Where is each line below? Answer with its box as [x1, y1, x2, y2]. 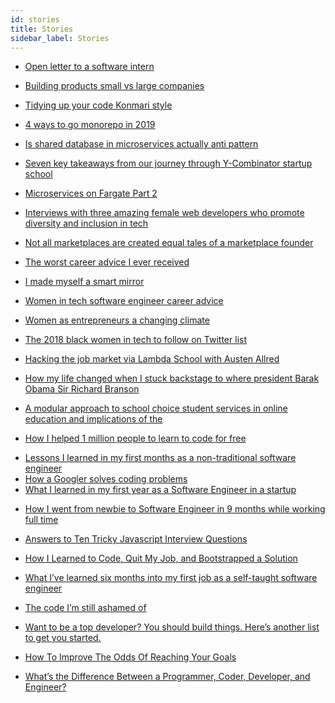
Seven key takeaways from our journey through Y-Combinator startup [24, 157, 313, 170]
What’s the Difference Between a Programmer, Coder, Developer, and [24, 671, 311, 683]
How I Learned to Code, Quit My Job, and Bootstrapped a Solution [24, 552, 298, 565]
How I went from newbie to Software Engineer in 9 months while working [24, 503, 326, 515]
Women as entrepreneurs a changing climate [24, 314, 210, 326]
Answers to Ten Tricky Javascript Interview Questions [24, 533, 248, 545]
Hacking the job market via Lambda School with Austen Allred [24, 353, 280, 365]
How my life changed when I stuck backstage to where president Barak [24, 372, 320, 385]
